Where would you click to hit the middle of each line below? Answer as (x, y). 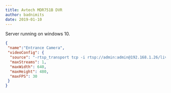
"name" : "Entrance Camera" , (36, 48)
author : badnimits (25, 15)
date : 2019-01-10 (24, 19)
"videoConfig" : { (26, 53)
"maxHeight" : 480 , (30, 72)
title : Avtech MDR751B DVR (34, 10)
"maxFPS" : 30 (24, 76)
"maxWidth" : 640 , (28, 67)
